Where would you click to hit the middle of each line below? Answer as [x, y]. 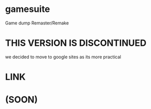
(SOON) [21, 100]
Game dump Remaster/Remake [37, 23]
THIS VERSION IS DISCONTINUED [76, 43]
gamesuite [28, 9]
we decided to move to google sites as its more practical [63, 57]
